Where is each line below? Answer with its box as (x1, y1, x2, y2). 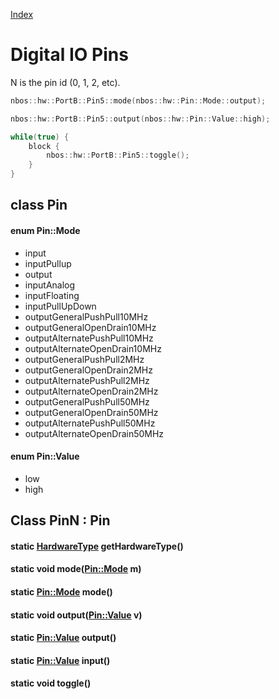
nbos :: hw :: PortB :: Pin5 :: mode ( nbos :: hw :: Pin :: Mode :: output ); (10, 95, 267, 106)
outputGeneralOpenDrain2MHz (24, 364, 153, 376)
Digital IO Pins (10, 44, 129, 66)
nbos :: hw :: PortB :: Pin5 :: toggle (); (46, 150, 190, 161)
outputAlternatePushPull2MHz (24, 374, 150, 386)
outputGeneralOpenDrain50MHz (24, 406, 159, 418)
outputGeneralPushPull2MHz (24, 353, 145, 365)
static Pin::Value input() (10, 654, 111, 666)
